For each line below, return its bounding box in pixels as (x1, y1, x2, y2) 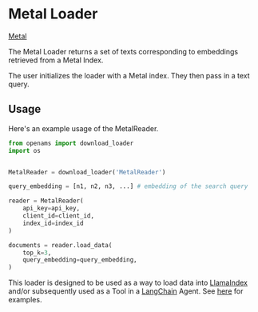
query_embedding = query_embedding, (22, 256, 137, 264)
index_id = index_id (22, 219, 84, 227)
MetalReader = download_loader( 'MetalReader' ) (8, 168, 166, 176)
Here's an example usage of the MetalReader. (8, 123, 159, 133)
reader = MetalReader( (8, 197, 84, 205)
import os (8, 146, 42, 154)
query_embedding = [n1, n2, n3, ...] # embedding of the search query (8, 182, 248, 190)
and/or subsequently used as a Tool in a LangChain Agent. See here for (8, 286, 244, 296)
